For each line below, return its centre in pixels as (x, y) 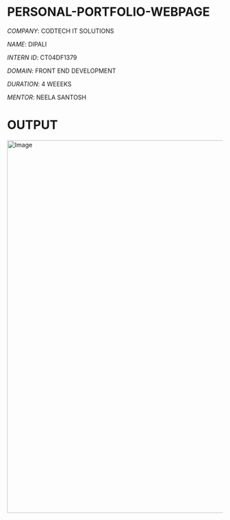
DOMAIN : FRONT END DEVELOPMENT (62, 71)
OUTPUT (33, 125)
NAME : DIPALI (27, 44)
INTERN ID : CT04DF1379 (42, 57)
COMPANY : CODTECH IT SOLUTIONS (61, 31)
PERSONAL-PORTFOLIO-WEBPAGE (108, 12)
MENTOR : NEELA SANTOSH (47, 97)
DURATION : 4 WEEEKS (39, 84)
